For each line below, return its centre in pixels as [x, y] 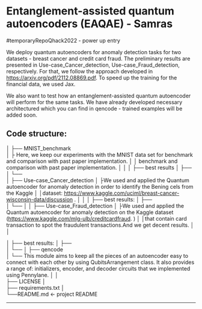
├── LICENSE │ [26, 281]
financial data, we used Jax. [41, 84]
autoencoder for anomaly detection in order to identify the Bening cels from [100, 186]
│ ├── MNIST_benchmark [38, 148]
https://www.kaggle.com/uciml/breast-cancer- [122, 193]
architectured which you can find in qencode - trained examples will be [94, 108]
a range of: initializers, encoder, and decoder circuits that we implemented [98, 268]
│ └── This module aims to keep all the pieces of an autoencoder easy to [97, 255]
